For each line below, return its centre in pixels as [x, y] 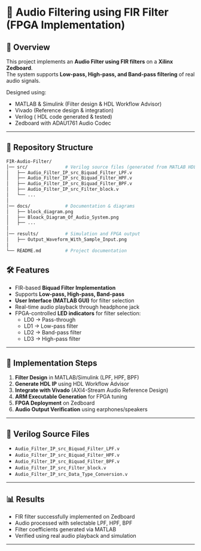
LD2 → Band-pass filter [53, 332]
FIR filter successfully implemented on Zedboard [75, 516]
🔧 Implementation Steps [52, 363]
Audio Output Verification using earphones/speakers [81, 409]
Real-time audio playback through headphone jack [77, 307]
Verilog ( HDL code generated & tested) [63, 117]
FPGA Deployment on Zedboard [55, 403]
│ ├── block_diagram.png [40, 212]
